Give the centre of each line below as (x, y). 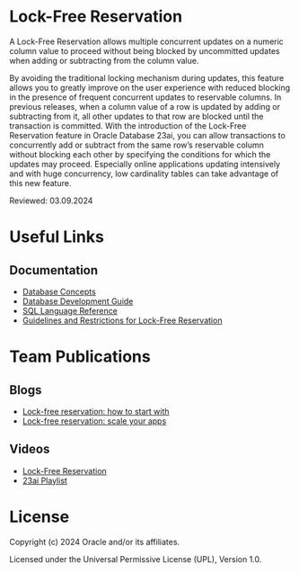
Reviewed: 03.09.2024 (51, 201)
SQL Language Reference (70, 310)
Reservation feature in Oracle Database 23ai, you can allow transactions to (147, 135)
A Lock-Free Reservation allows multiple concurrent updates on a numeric (147, 41)
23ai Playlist (44, 480)
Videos (30, 449)
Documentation (54, 270)
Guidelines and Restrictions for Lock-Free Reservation (122, 320)
